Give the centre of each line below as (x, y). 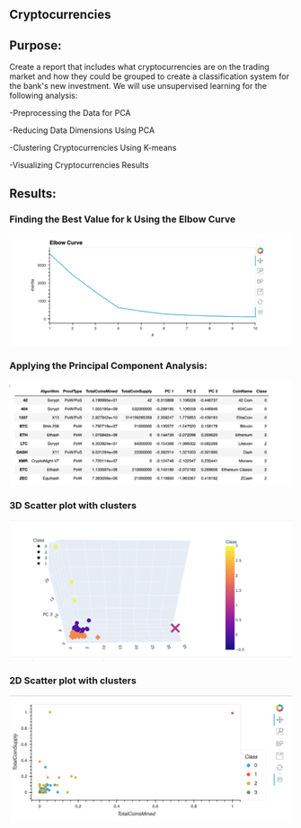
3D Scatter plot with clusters (73, 505)
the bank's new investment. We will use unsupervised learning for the (138, 86)
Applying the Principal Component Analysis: (109, 366)
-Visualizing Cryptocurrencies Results (80, 165)
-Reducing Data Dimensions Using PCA (82, 130)
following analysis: (44, 96)
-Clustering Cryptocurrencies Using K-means (93, 148)
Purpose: (35, 45)
